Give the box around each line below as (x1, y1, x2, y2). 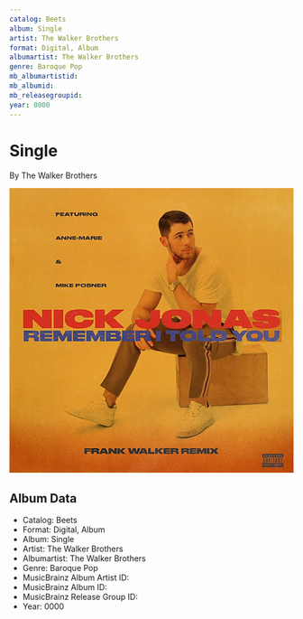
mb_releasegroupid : (9, 90, 83, 99)
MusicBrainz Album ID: (22, 582, 108, 593)
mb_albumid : (9, 81, 54, 90)
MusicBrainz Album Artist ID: (22, 572, 130, 583)
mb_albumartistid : (9, 72, 78, 81)
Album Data (9, 491, 78, 506)
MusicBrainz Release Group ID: (22, 592, 138, 603)
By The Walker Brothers (9, 170, 97, 181)
